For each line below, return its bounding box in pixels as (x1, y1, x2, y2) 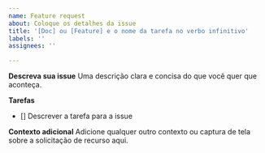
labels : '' (8, 34, 46, 43)
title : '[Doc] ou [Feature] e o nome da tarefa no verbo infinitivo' (8, 27, 250, 35)
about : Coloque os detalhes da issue (8, 19, 137, 28)
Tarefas (8, 96, 35, 105)
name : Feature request (8, 11, 85, 20)
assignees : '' (8, 42, 57, 50)
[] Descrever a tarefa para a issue (20, 111, 132, 121)
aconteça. (8, 80, 42, 90)
